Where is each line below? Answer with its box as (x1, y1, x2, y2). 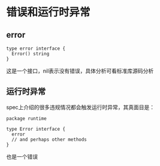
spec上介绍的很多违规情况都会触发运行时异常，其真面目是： (6, 103, 155, 111)
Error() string (11, 51, 50, 57)
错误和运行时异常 (6, 5, 91, 19)
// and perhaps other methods (11, 136, 87, 143)
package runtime (6, 115, 47, 122)
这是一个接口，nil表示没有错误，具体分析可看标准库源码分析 (6, 67, 154, 74)
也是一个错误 (6, 153, 38, 160)
